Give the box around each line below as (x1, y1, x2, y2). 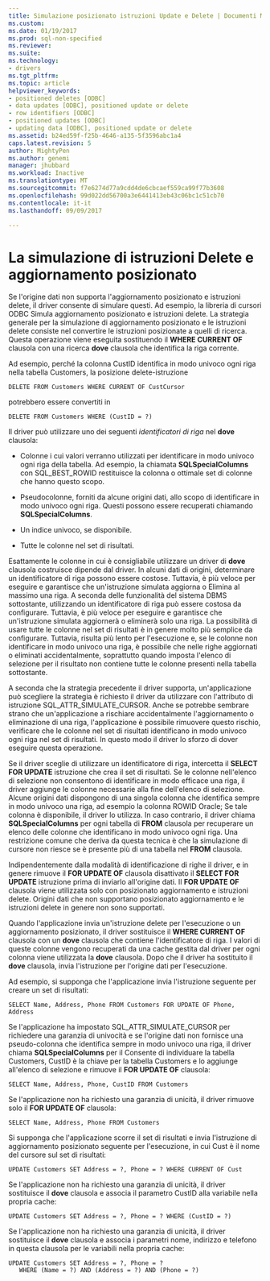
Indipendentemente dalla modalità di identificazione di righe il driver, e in (8, 860, 249, 870)
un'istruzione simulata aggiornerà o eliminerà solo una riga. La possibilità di (8, 616, 258, 626)
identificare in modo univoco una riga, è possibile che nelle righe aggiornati (8, 642, 258, 652)
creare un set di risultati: (8, 985, 89, 995)
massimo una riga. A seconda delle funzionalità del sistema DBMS (8, 591, 227, 600)
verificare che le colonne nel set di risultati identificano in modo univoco (8, 726, 247, 736)
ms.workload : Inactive (8, 169, 84, 177)
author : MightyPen (8, 147, 70, 155)
